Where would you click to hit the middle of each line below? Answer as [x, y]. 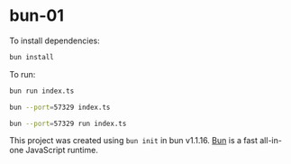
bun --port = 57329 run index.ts [68, 123]
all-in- [271, 141]
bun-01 [37, 16]
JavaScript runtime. [62, 150]
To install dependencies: [55, 41]
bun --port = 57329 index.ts [60, 107]
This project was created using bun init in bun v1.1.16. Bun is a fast [134, 141]
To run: [23, 74]
